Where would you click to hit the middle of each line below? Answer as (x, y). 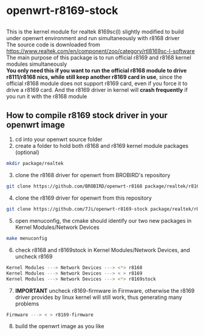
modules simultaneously (37, 64)
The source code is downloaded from (53, 44)
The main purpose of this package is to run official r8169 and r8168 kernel (99, 57)
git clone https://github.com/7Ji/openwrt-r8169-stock (77, 209)
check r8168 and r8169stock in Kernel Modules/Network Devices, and (102, 250)
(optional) (27, 152)
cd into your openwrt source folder (59, 139)
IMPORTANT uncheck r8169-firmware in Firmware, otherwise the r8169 (105, 290)
